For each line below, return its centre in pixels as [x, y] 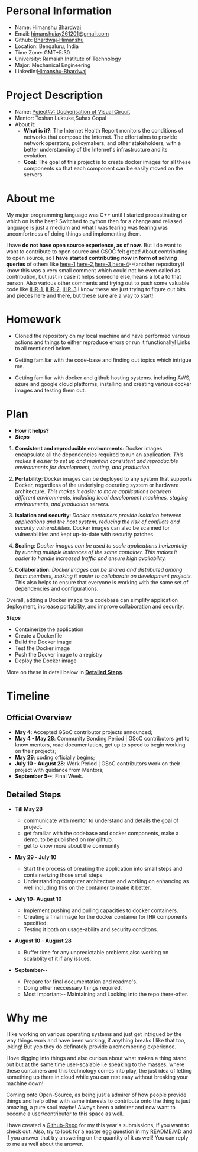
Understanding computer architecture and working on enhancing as [106, 881]
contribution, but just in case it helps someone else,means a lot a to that [94, 276]
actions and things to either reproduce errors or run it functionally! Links [102, 342]
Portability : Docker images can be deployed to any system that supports [103, 478]
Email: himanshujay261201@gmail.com [62, 33]
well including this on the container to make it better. [87, 887]
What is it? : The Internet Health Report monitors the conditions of [103, 130]
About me [31, 199]
